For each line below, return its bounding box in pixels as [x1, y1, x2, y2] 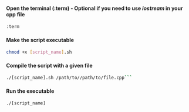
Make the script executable [6, 36, 75, 43]
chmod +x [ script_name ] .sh [6, 50, 72, 55]
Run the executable [6, 87, 55, 94]
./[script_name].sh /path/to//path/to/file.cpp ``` [6, 75, 133, 81]
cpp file [6, 10, 25, 17]
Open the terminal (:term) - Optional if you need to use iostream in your [6, 5, 183, 12]
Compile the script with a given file [6, 62, 93, 69]
